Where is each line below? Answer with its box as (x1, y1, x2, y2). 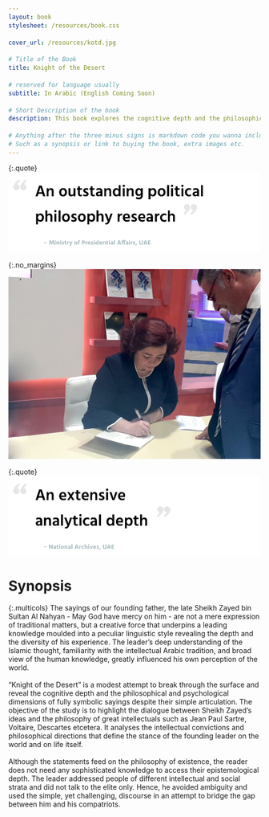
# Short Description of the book (8, 106, 120, 114)
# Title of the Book (8, 55, 78, 63)
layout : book (8, 13, 52, 21)
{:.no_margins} (8, 260, 58, 270)
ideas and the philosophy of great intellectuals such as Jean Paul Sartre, (8, 714, 247, 724)
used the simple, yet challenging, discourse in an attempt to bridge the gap (8, 791, 256, 801)
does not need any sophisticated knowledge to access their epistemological (8, 766, 259, 775)
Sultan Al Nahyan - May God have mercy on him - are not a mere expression (8, 611, 260, 622)
